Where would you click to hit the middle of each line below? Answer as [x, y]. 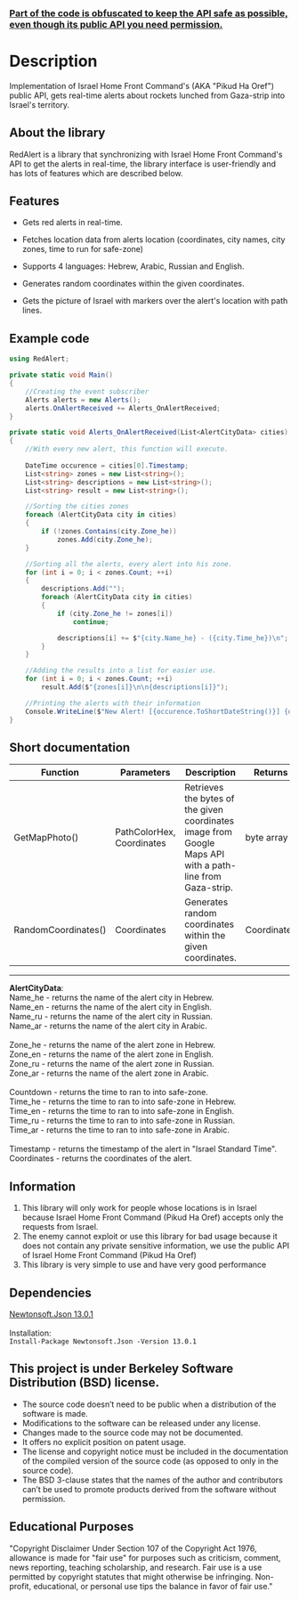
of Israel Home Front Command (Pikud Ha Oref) [109, 1255]
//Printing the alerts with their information [113, 703]
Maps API [204, 855]
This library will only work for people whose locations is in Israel [139, 1208]
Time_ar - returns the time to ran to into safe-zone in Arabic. [119, 1130]
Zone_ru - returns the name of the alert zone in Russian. [112, 1064]
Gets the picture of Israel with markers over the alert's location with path [155, 301]
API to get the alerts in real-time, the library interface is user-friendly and [143, 164]
